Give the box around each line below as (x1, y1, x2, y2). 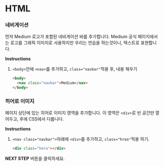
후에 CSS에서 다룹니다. (19, 116, 64, 122)
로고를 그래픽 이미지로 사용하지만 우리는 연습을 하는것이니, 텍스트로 (10, 40, 140, 46)
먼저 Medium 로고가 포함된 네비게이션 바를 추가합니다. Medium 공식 (5, 34, 137, 40)
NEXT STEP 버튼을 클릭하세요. (5, 156, 65, 162)
